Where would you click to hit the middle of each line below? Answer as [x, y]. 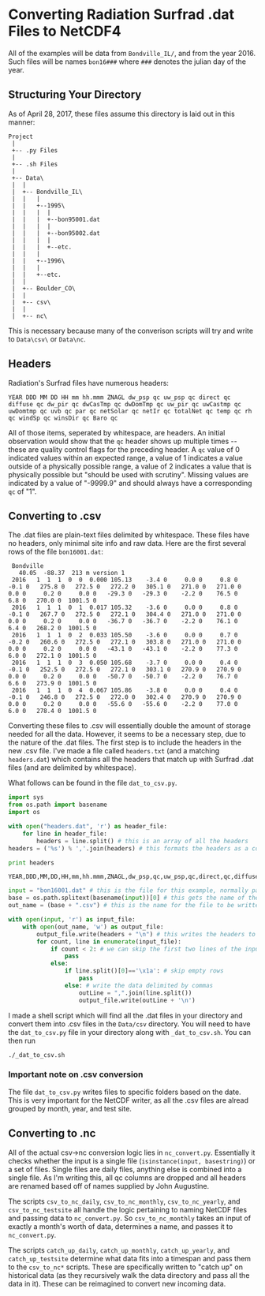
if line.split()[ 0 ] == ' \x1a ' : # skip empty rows [144, 971]
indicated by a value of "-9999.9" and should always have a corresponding [130, 483]
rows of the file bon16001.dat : [56, 552]
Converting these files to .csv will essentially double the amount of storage [129, 726]
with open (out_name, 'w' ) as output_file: [93, 927]
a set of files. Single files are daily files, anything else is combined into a [125, 1169]
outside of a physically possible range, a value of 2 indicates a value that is [130, 466]
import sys [26, 797]
